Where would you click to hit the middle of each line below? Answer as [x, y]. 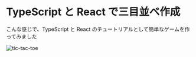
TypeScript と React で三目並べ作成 [93, 12]
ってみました [22, 36]
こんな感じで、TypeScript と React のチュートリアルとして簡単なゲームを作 [98, 29]
